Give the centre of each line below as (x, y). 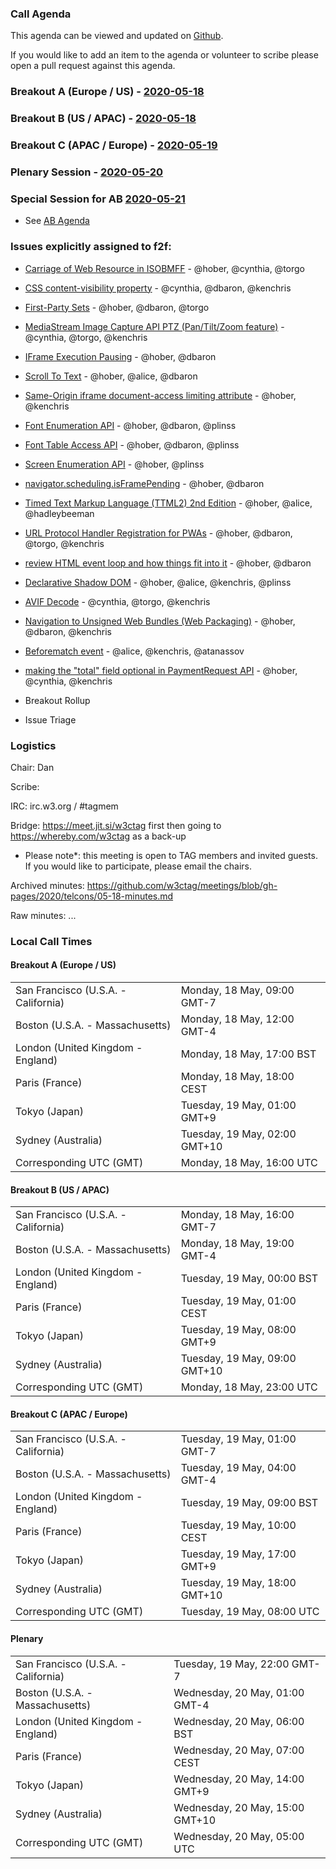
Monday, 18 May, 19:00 (237, 1244)
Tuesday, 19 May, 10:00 (238, 1525)
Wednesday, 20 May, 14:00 (239, 1779)
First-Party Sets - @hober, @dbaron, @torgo (117, 307)
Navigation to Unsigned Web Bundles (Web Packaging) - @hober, (160, 621)
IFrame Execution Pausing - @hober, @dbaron (120, 356)
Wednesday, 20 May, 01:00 (239, 1692)
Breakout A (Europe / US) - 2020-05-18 (107, 92)
